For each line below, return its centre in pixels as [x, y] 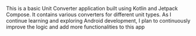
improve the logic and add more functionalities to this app [75, 27]
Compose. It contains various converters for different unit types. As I [89, 15]
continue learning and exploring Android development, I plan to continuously [98, 21]
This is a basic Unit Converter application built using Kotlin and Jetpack [92, 8]
